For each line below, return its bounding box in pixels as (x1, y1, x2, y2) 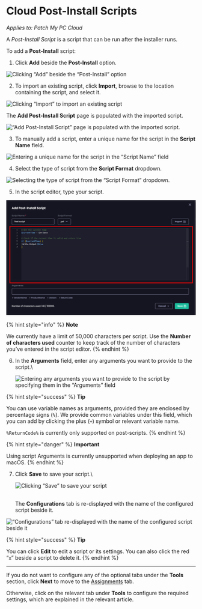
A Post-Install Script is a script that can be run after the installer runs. (6, 35, 178, 43)
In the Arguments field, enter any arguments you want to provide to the (14, 357, 192, 364)
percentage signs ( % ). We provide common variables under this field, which (6, 411, 192, 418)
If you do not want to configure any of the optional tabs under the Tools (6, 571, 184, 578)
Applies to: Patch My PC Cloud (6, 24, 83, 31)
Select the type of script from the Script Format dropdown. (14, 165, 162, 172)
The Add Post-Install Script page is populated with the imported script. (6, 112, 183, 119)
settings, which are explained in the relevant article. (6, 596, 134, 603)
